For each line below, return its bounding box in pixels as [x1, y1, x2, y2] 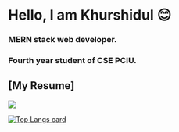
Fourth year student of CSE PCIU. [8, 55, 137, 66]
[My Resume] [8, 79, 75, 92]
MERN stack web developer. [8, 34, 117, 45]
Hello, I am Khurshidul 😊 [8, 6, 172, 24]
